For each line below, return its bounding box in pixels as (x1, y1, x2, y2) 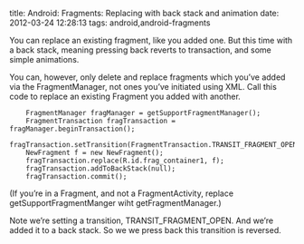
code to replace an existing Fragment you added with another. (9, 91, 242, 102)
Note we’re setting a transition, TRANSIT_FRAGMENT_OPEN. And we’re (9, 215, 274, 226)
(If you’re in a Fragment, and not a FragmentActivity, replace (9, 188, 233, 199)
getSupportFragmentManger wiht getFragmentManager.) (9, 198, 222, 208)
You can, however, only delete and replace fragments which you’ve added (9, 72, 286, 83)
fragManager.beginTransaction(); (9, 124, 136, 133)
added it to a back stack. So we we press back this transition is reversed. (9, 225, 282, 235)
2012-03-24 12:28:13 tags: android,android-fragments (9, 17, 211, 28)
